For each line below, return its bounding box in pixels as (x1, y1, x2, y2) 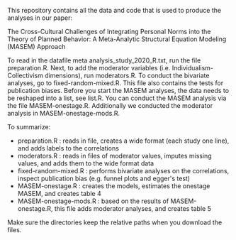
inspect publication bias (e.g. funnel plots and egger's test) (17, 174, 190, 182)
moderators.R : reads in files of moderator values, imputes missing (17, 152, 212, 160)
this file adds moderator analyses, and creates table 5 (54, 204, 211, 212)
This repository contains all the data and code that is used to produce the (7, 6, 222, 14)
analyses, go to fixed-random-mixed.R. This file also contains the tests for (7, 79, 224, 87)
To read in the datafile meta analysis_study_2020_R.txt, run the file (7, 56, 201, 65)
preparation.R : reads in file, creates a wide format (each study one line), (17, 136, 230, 145)
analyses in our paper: (7, 13, 73, 22)
